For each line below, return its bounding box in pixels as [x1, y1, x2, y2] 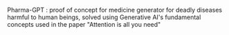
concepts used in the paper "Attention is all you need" [7, 21, 161, 28]
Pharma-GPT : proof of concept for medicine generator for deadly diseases [7, 6, 223, 14]
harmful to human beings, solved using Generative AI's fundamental [7, 13, 201, 21]
